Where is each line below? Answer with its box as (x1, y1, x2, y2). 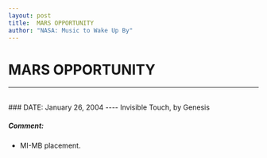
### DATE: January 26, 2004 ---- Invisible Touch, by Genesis (8, 102, 211, 112)
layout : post (8, 11, 52, 20)
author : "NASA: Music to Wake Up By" (8, 26, 133, 34)
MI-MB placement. (19, 141, 81, 151)
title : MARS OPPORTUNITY (8, 19, 94, 27)
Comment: (8, 121, 44, 130)
